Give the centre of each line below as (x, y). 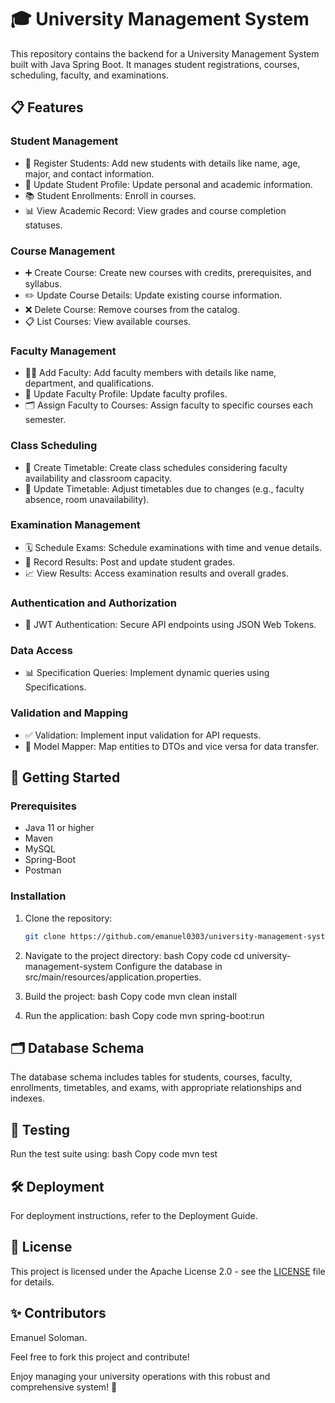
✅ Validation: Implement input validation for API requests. (143, 735)
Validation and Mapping (69, 713)
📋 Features (47, 107)
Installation (38, 896)
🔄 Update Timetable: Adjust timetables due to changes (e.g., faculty (164, 488)
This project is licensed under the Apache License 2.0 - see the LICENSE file (168, 1271)
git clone (45, 936)
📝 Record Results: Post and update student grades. (130, 562)
